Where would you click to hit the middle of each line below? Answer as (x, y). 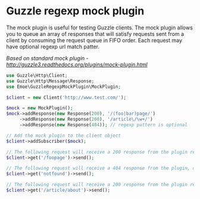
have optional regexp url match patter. (53, 47)
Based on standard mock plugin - (47, 58)
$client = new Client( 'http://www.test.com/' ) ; (66, 97)
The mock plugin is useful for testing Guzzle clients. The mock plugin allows (100, 27)
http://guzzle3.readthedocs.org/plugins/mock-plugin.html (77, 65)
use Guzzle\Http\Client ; (37, 75)
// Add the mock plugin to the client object (63, 136)
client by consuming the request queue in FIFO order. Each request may (94, 40)
